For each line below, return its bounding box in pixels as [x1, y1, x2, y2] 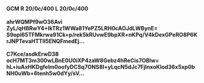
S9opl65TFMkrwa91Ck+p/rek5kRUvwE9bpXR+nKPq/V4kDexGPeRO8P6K [6, 31, 198, 39]
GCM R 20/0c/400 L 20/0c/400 [6, 5, 88, 12]
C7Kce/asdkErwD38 [6, 50, 59, 58]
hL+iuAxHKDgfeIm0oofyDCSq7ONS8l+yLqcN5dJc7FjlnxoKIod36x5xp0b [6, 64, 195, 71]
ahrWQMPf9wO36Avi [6, 18, 63, 25]
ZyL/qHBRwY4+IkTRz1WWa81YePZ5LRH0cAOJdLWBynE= [6, 25, 158, 32]
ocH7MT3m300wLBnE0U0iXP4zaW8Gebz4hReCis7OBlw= [6, 57, 160, 64]
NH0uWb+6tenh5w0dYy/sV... [6, 70, 85, 77]
